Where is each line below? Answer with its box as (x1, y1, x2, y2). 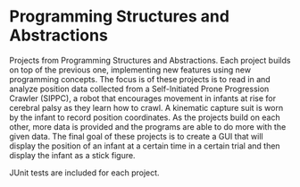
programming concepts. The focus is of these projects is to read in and (9, 73, 271, 84)
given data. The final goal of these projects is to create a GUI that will (9, 131, 263, 141)
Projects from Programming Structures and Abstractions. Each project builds (9, 55, 291, 65)
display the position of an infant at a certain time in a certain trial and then (9, 140, 280, 151)
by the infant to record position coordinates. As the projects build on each (9, 112, 280, 123)
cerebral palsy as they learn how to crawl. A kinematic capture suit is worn (9, 102, 284, 113)
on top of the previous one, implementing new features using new (9, 64, 252, 75)
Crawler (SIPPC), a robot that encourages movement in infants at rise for (9, 92, 277, 104)
